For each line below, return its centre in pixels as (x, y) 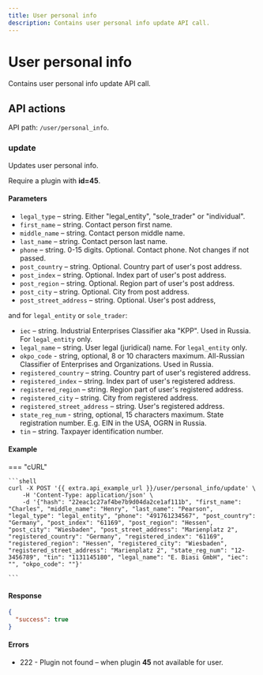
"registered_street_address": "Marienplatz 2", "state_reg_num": (118, 550)
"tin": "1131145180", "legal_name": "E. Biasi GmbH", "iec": (146, 557)
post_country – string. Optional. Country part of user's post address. (131, 266)
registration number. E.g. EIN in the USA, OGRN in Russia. (113, 422)
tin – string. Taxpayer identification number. (92, 431)
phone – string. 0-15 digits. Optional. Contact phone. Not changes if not (134, 249)
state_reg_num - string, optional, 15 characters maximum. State (122, 414)
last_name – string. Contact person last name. (94, 241)
